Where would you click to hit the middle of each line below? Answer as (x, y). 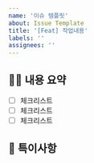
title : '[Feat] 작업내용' (48, 30)
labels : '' (27, 38)
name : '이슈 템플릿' (39, 16)
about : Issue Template (46, 23)
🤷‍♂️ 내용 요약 (37, 80)
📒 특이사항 (33, 148)
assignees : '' (32, 46)
